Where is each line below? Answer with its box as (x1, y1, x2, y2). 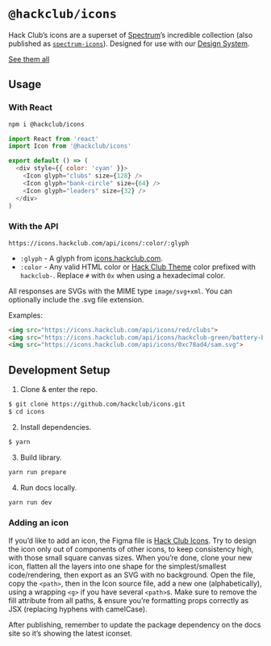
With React (8, 102, 53, 113)
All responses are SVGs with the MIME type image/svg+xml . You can (8, 285, 232, 296)
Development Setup (8, 363, 110, 377)
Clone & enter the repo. (19, 385, 98, 394)
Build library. (19, 452, 62, 462)
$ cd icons (8, 407, 45, 415)
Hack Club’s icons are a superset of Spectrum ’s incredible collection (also (8, 30, 253, 40)
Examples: (8, 310, 43, 320)
